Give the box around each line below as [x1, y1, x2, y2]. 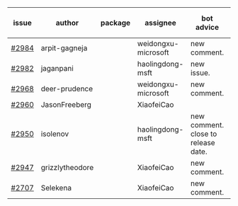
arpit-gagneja [40, 43, 88, 52]
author [55, 18, 79, 28]
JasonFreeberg [40, 100, 92, 109]
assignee [144, 18, 176, 28]
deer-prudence [40, 84, 93, 93]
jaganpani [40, 64, 74, 73]
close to [190, 129, 217, 139]
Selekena [40, 183, 72, 193]
